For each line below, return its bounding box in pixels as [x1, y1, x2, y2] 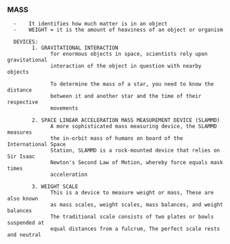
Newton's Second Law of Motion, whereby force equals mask [50, 159, 224, 166]
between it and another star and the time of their [50, 93, 202, 100]
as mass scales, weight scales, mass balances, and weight [50, 201, 224, 208]
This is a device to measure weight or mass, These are [50, 190, 214, 196]
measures [7, 129, 32, 136]
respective [7, 99, 39, 106]
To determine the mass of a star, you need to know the [50, 81, 214, 88]
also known [7, 195, 39, 203]
